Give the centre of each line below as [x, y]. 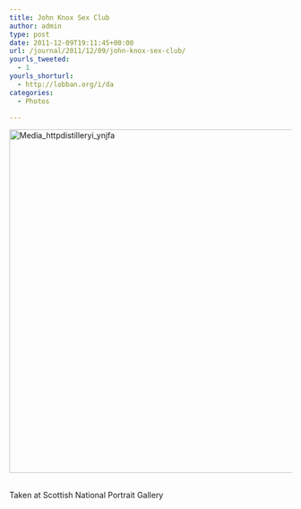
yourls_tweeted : [39, 59]
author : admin [36, 26]
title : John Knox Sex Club [60, 18]
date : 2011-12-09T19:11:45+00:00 [72, 43]
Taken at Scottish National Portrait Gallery [86, 496]
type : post [30, 34]
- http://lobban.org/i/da [66, 84]
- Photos [34, 101]
